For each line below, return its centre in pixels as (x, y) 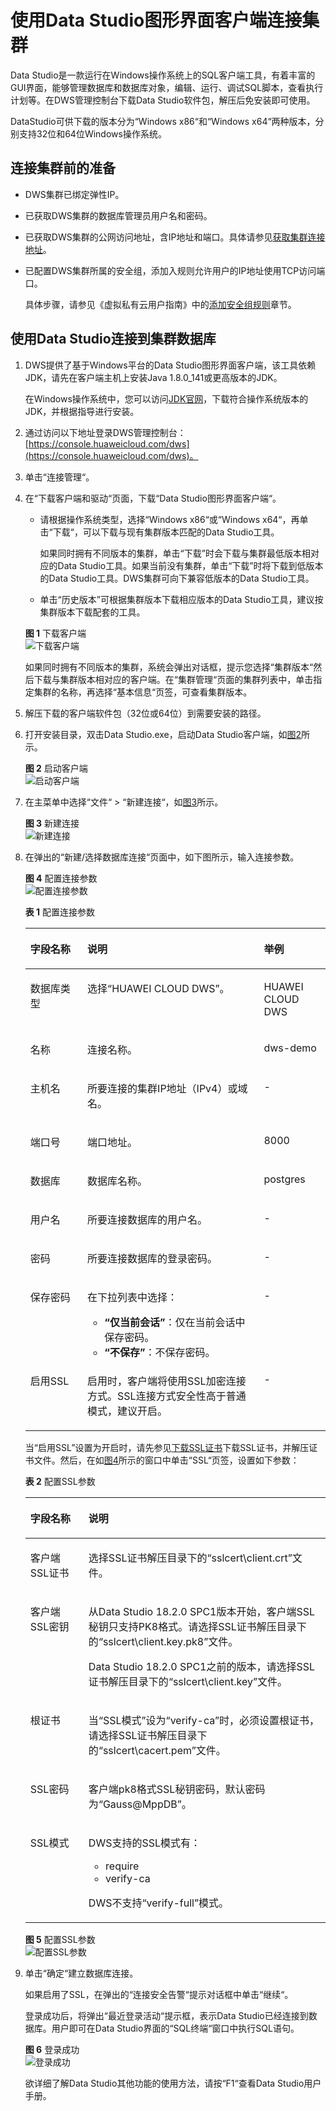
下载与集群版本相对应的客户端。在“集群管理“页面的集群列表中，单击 (173, 679)
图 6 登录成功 (52, 2049)
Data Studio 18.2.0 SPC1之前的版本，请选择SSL (202, 1666)
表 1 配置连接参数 (60, 912)
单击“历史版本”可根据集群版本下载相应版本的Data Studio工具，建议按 (181, 599)
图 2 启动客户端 (56, 768)
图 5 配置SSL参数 (60, 1939)
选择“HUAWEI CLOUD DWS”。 (158, 988)
